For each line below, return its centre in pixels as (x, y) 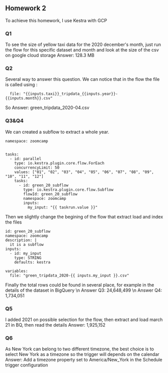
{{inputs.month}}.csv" (29, 98)
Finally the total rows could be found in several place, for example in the (80, 285)
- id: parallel (26, 158)
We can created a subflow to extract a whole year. (57, 132)
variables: (17, 271)
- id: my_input (26, 253)
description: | (21, 240)
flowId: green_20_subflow (51, 194)
